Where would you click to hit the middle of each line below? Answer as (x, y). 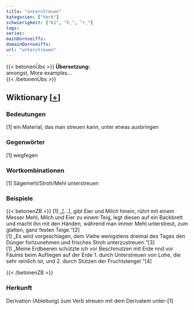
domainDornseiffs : (29, 45)
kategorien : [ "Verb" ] (33, 17)
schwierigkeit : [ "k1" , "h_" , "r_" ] (50, 22)
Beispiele (20, 198)
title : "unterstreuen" (34, 11)
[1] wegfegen (22, 155)
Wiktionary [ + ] (33, 98)
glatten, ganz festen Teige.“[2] (43, 230)
